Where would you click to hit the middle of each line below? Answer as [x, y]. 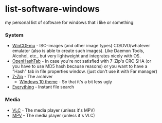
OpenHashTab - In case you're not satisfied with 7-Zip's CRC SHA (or [82, 61]
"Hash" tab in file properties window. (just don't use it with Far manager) [85, 71]
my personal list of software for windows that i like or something [69, 22]
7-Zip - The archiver [32, 77]
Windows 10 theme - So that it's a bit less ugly [66, 82]
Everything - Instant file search [43, 87]
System [14, 35]
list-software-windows [52, 9]
